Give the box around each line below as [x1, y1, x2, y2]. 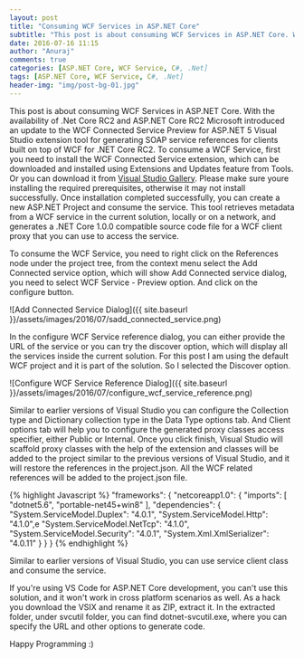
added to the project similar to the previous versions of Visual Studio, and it [9, 453, 290, 463]
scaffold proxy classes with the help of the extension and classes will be [9, 443, 279, 453]
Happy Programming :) [9, 638, 94, 649]
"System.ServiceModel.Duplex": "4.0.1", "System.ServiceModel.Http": [9, 509, 269, 520]
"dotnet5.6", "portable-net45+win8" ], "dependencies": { [9, 499, 222, 510]
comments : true [9, 55, 67, 64]
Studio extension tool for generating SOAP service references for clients [9, 134, 279, 145]
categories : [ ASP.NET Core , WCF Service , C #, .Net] [9, 64, 208, 73]
